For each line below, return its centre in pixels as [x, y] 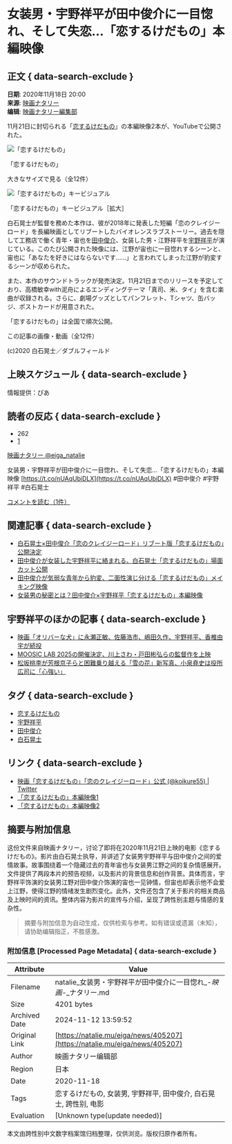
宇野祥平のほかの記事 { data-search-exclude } [107, 619]
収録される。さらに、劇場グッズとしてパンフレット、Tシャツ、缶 [112, 298]
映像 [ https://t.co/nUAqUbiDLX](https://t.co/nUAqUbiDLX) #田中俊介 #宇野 [113, 478]
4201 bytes [74, 1004]
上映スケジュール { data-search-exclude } [97, 375]
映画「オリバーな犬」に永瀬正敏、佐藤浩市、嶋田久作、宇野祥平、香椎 [117, 637]
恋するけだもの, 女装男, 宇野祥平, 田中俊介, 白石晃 [135, 1094]
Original [23, 1035]
